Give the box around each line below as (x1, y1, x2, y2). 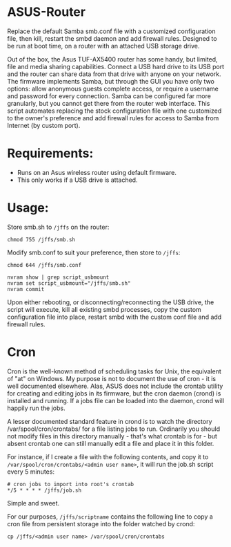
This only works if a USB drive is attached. (17, 176, 138, 184)
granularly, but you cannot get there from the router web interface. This (7, 99, 210, 107)
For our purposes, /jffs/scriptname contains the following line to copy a (7, 512, 214, 521)
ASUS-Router (7, 4, 86, 20)
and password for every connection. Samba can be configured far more (7, 91, 212, 100)
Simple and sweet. (7, 499, 60, 507)
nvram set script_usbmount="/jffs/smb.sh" (7, 279, 131, 287)
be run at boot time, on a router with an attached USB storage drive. (7, 41, 200, 50)
